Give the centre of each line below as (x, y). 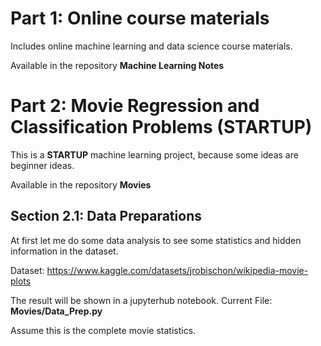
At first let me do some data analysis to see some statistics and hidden (156, 240)
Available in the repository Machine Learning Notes (117, 65)
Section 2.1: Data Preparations (106, 216)
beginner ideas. (42, 165)
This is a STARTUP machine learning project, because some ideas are (154, 154)
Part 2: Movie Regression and (135, 106)
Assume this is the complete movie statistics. (103, 330)
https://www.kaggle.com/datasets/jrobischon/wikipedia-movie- (177, 270)
